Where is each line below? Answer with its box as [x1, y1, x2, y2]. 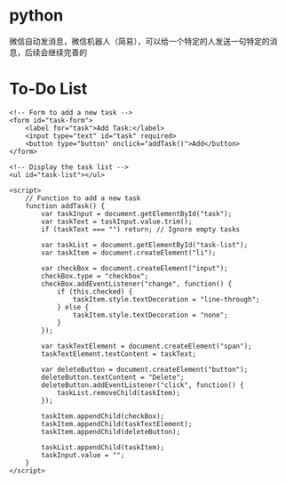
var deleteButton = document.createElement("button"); [41, 365, 249, 374]
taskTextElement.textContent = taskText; [41, 349, 197, 359]
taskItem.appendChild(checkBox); [41, 411, 165, 421]
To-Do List [9, 79, 88, 99]
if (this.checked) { [56, 286, 133, 296]
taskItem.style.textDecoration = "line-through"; [72, 294, 260, 303]
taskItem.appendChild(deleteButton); [41, 427, 180, 436]
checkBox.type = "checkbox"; [41, 271, 149, 280]
